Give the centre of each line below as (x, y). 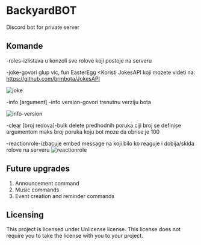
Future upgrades (38, 169)
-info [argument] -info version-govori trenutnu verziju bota (79, 102)
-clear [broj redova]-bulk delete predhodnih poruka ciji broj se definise (94, 125)
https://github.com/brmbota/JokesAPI (53, 78)
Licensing (25, 215)
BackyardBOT (42, 11)
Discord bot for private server (43, 27)
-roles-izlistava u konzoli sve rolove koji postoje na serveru (79, 60)
